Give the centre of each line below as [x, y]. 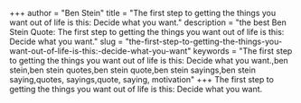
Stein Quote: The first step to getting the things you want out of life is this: [147, 32]
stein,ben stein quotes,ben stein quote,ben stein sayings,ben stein [132, 70]
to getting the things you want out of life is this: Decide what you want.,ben [149, 60]
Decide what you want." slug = [66, 41]
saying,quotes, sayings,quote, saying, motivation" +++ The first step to [141, 79]
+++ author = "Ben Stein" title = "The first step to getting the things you [143, 13]
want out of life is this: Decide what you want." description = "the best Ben [148, 22]
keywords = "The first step [243, 51]
